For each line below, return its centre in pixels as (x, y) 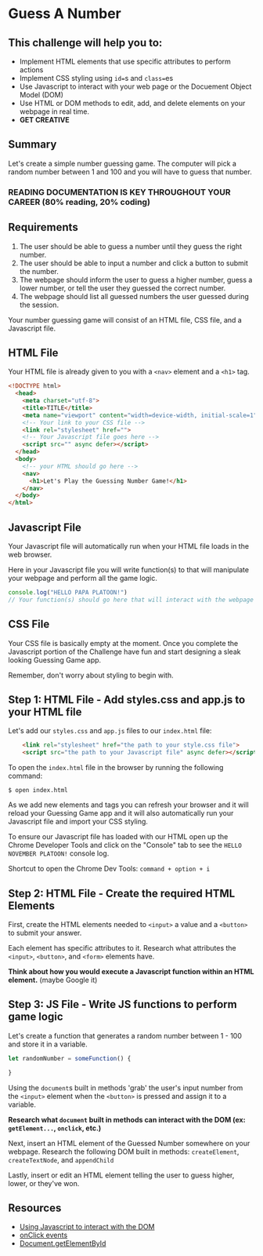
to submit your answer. (45, 933)
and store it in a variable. (48, 1044)
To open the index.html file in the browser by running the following (116, 768)
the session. (39, 305)
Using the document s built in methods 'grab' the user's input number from (126, 1087)
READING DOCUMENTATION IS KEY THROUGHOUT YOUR (119, 192)
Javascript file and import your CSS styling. (78, 822)
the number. (39, 271)
